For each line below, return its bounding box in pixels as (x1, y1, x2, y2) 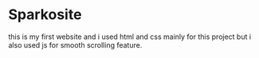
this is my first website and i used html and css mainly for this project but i (8, 32, 252, 41)
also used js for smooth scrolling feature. (8, 40, 143, 49)
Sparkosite (8, 6, 82, 24)
